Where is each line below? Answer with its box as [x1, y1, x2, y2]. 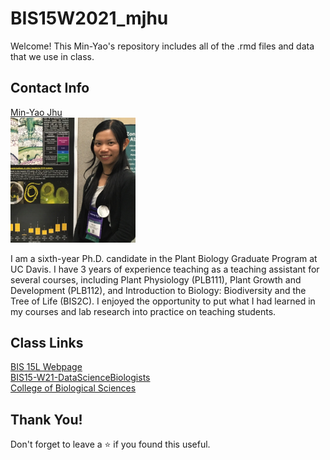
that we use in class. [10, 50, 95, 62]
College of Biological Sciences [10, 382, 137, 394]
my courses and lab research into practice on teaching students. [10, 305, 277, 317]
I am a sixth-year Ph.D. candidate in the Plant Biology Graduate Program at [10, 252, 318, 264]
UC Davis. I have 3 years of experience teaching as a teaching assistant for [10, 263, 320, 275]
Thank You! [10, 411, 83, 428]
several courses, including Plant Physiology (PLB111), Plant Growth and [10, 273, 302, 286]
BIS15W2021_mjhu [10, 7, 169, 30]
